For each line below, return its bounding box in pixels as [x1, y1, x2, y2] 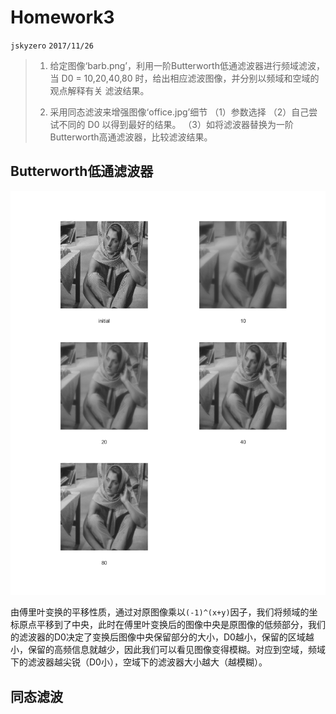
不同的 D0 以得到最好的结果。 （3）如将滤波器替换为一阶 [58, 118, 294, 130]
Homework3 [10, 6, 115, 29]
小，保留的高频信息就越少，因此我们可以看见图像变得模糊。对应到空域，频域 [10, 644, 326, 656]
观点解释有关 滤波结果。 [49, 84, 150, 96]
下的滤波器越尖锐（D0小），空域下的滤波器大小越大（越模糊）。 [10, 656, 268, 668]
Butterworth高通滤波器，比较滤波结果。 [49, 131, 213, 143]
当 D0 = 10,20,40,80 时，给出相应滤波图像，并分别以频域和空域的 [49, 72, 320, 84]
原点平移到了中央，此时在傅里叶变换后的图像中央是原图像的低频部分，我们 [18, 619, 326, 631]
